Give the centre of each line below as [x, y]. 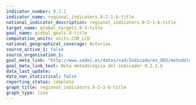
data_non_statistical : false [41, 76]
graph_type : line [27, 93]
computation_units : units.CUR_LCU [48, 38]
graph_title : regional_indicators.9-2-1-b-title [66, 87]
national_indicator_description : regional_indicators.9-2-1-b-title [91, 22]
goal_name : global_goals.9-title [47, 33]
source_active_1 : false [35, 50]
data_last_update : [28, 71]
